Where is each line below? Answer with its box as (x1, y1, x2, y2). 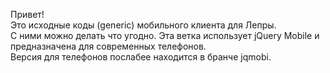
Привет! (10, 9, 45, 20)
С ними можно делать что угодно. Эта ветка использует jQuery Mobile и (10, 30, 320, 41)
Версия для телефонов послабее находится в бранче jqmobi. (10, 51, 272, 63)
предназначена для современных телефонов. (10, 40, 207, 52)
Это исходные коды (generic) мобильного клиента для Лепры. (10, 19, 277, 31)
